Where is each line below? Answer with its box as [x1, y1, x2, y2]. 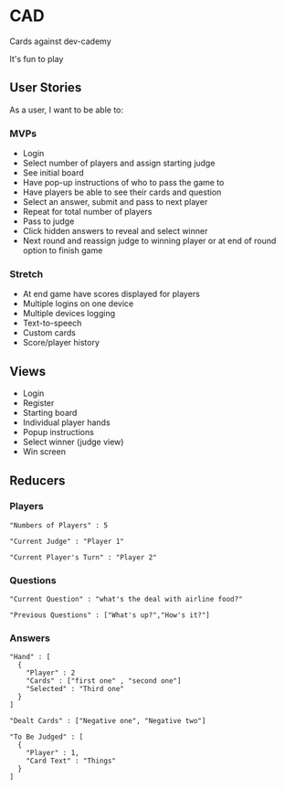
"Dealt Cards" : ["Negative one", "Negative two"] [9, 717, 206, 726]
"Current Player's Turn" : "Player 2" [9, 552, 157, 562]
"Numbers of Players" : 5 [9, 520, 108, 530]
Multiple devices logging [22, 308, 116, 319]
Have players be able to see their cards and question [22, 187, 222, 197]
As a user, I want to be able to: [9, 104, 124, 115]
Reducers [9, 473, 66, 488]
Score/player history [22, 337, 100, 348]
